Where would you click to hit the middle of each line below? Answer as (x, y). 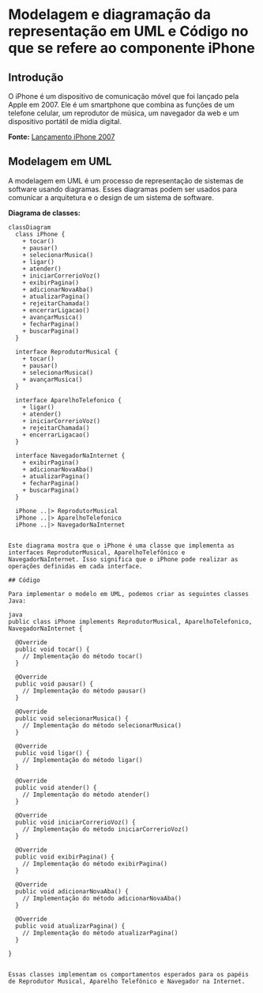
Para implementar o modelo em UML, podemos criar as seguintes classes (128, 594)
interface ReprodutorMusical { (67, 352)
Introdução (36, 77)
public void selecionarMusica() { (72, 718)
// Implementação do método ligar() (83, 760)
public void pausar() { (54, 684)
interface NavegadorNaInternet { (70, 455)
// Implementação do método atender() (86, 795)
